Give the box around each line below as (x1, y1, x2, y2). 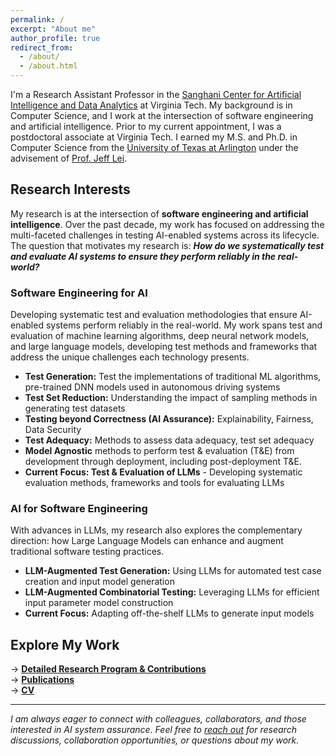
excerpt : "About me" (10, 24, 97, 34)
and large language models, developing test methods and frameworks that (10, 341, 318, 353)
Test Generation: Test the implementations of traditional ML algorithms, (24, 371, 322, 383)
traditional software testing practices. (10, 546, 165, 558)
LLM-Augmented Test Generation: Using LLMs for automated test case (24, 565, 322, 577)
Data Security (24, 424, 82, 436)
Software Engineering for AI (10, 286, 148, 300)
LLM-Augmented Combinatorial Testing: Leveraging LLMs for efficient (24, 586, 320, 598)
